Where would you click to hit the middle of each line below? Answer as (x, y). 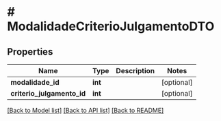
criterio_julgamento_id (48, 93)
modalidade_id (35, 82)
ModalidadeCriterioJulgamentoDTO (111, 26)
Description (135, 71)
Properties (30, 52)
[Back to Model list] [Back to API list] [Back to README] (86, 110)
